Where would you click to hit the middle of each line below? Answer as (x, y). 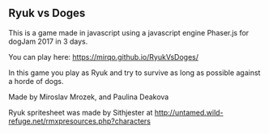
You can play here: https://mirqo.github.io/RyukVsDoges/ (103, 57)
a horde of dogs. (36, 81)
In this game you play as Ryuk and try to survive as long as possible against (134, 73)
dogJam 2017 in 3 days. (48, 41)
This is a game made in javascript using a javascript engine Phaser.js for (129, 32)
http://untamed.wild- (189, 112)
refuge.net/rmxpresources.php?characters (80, 121)
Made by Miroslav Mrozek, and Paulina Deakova (89, 97)
